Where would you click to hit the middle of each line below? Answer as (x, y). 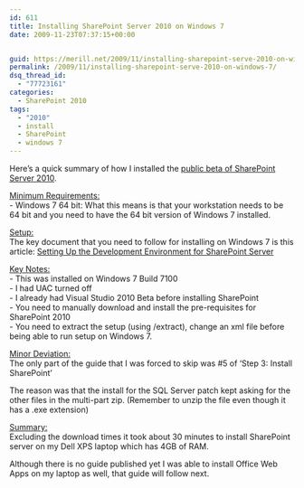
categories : (32, 92)
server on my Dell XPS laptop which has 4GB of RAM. (109, 446)
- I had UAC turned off (51, 288)
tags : (19, 109)
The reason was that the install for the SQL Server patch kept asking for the (150, 390)
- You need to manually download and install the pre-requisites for (133, 307)
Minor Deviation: (40, 354)
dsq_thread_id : (38, 76)
